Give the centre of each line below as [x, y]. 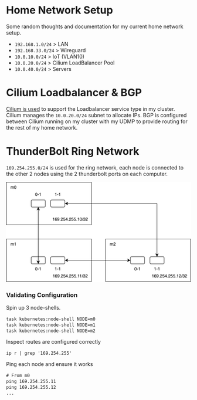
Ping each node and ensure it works [50, 364]
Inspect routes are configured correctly [54, 341]
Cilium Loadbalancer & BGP [74, 93]
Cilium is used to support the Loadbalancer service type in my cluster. [91, 109]
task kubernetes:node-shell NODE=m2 [51, 331]
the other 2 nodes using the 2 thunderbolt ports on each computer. [87, 174]
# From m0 [18, 375]
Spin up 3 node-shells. [33, 307]
